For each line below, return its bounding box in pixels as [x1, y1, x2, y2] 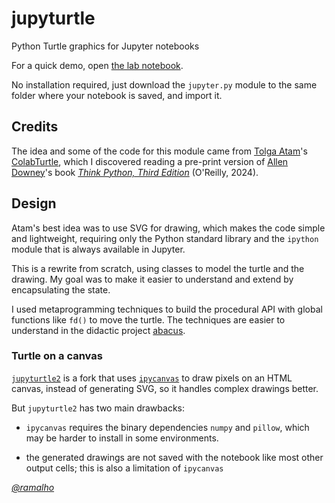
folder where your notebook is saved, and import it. [11, 89, 223, 101]
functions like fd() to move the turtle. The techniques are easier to [11, 313, 286, 326]
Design [11, 195, 57, 212]
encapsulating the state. [11, 283, 111, 296]
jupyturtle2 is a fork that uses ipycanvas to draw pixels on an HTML [11, 372, 293, 384]
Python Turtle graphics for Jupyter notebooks [11, 40, 200, 52]
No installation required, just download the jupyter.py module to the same [11, 78, 318, 91]
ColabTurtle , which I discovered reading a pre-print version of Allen [11, 155, 289, 167]
